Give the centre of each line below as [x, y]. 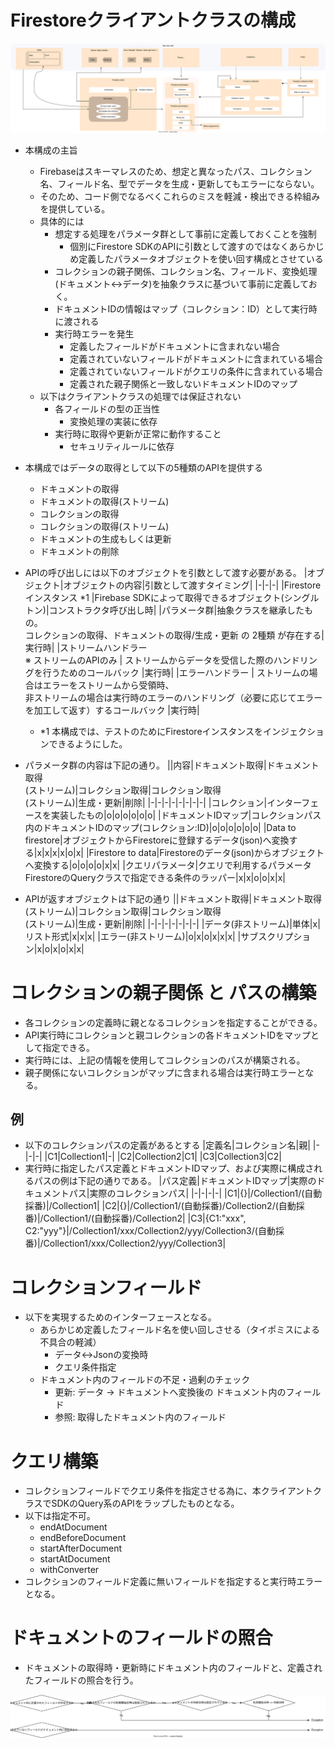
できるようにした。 [88, 743]
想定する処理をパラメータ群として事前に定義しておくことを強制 [185, 233]
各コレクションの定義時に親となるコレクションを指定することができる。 [173, 1022]
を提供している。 [75, 208]
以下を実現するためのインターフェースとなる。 [120, 1317]
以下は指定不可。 [60, 1516]
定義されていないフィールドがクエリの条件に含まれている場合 [196, 371]
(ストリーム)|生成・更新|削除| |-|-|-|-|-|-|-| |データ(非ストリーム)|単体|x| [172, 923]
